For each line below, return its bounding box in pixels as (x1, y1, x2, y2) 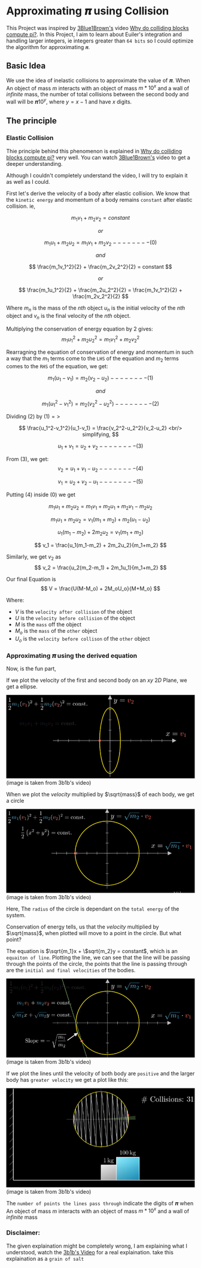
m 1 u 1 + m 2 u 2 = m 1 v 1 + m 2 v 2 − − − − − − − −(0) (44, 238, 157, 247)
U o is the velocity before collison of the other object (14, 635, 150, 644)
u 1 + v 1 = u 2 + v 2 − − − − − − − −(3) (57, 442, 144, 451)
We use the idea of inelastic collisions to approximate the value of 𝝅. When (6, 77, 190, 84)
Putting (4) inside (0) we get (6, 491, 76, 498)
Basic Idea (6, 61, 46, 71)
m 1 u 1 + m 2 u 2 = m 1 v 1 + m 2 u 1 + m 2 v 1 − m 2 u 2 (48, 502, 153, 511)
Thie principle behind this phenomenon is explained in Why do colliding (6, 147, 182, 154)
